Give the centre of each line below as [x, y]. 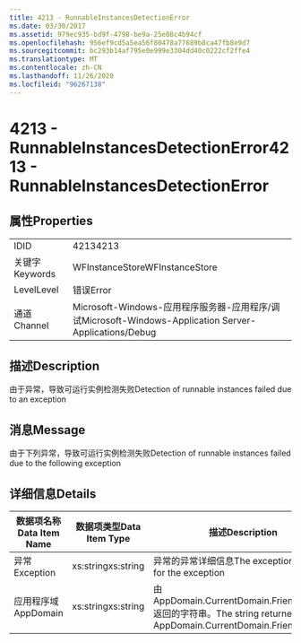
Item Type [108, 539]
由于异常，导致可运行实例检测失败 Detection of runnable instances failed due [150, 389]
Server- [240, 320]
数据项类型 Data [108, 527]
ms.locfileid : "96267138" [57, 84]
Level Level [36, 290]
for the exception [189, 573]
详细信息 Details [53, 494]
